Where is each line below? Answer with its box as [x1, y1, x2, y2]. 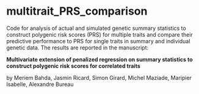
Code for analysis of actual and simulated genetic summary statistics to [6, 24, 186, 32]
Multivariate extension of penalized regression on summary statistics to [6, 56, 194, 63]
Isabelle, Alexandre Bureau [6, 81, 74, 88]
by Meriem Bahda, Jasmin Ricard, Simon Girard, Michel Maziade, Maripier [6, 74, 192, 81]
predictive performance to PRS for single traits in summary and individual [6, 37, 190, 45]
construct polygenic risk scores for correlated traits [6, 62, 140, 70]
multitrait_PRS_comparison [6, 4, 148, 18]
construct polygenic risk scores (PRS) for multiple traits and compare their [6, 31, 194, 38]
